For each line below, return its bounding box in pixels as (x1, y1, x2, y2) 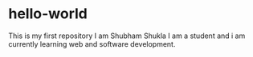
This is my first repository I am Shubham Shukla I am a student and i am (8, 31, 246, 40)
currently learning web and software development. (8, 39, 176, 48)
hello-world (8, 5, 88, 23)
